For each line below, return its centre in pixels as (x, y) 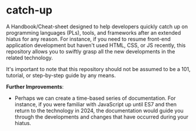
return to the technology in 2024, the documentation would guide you (99, 110)
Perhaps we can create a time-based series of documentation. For (95, 98)
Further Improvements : (35, 86)
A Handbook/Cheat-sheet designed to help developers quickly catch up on (97, 26)
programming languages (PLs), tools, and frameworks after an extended (94, 32)
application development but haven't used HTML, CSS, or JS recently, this (96, 45)
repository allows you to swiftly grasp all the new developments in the (91, 51)
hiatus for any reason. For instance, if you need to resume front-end (88, 39)
